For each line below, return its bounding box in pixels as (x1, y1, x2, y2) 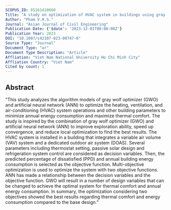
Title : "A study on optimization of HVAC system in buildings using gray (5, 12, 166, 17)
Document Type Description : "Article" (5, 50, 88, 55)
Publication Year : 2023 (5, 31, 56, 36)
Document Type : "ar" (5, 45, 50, 50)
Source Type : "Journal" (5, 41, 56, 46)
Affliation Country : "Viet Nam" (5, 59, 74, 65)
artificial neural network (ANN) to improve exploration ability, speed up (5, 123, 154, 130)
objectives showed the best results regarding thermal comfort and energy (5, 194, 161, 200)
